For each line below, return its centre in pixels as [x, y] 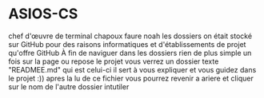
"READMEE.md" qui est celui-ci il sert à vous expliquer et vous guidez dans [132, 69]
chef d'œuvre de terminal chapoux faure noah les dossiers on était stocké [130, 36]
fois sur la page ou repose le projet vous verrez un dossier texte [114, 61]
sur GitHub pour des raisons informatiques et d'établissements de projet [127, 44]
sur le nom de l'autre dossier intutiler [69, 86]
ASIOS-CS [43, 14]
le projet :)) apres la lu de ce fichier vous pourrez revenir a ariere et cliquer [131, 78]
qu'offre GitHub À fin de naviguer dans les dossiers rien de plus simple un [130, 53]
